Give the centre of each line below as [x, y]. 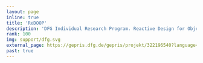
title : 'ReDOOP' [27, 23]
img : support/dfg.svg [34, 40]
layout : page [23, 12]
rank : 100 [19, 34]
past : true [20, 51]
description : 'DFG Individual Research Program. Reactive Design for [96, 28]
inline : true [23, 17]
